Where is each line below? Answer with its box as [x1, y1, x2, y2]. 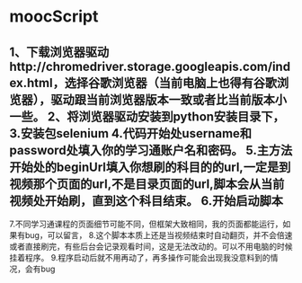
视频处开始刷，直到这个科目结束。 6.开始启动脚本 [9, 193, 283, 208]
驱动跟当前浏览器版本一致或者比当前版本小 [50, 92, 288, 107]
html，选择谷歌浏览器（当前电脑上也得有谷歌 [26, 75, 277, 91]
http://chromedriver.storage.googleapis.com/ [9, 58, 272, 74]
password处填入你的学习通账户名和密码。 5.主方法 [9, 142, 293, 158]
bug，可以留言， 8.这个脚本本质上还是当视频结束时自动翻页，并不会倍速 [24, 230, 293, 240]
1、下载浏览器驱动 [9, 44, 110, 59]
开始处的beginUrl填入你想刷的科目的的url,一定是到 [9, 159, 291, 174]
